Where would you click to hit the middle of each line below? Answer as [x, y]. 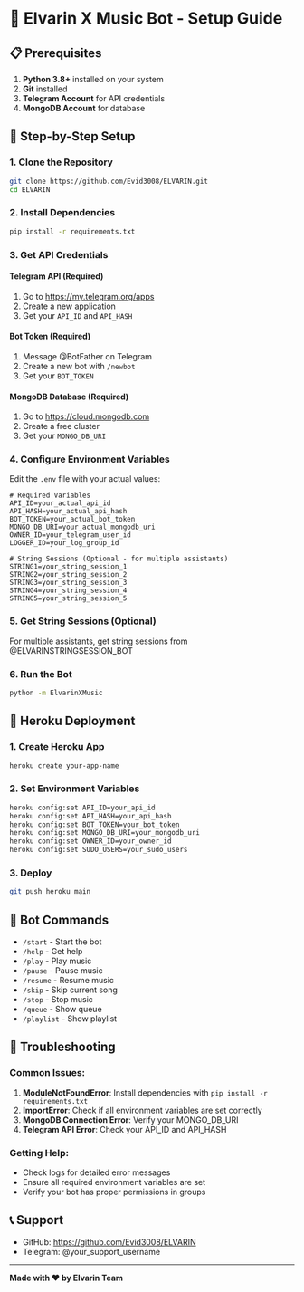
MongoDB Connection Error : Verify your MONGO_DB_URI [130, 1120]
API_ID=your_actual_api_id [60, 503]
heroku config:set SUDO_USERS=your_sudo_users [99, 850]
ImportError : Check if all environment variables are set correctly [142, 1110]
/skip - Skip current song [70, 990]
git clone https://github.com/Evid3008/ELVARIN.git [109, 181]
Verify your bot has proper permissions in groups [114, 1192]
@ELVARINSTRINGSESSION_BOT [71, 650]
